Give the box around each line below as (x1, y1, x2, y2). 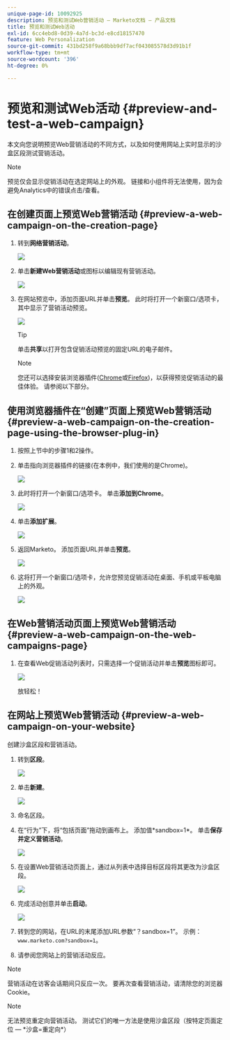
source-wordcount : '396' (7, 56, 79, 63)
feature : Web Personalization (7, 36, 95, 43)
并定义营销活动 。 (17, 835, 67, 843)
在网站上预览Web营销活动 (7, 709, 120, 721)
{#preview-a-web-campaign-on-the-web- (7, 628, 197, 640)
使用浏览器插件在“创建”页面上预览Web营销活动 (7, 405, 211, 417)
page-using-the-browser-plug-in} (7, 427, 160, 439)
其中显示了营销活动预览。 (17, 303, 91, 312)
